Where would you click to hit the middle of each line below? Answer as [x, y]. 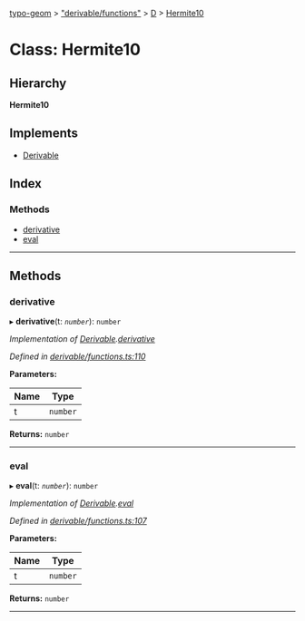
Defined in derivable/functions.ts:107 [78, 521]
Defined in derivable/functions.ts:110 [78, 356]
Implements [44, 134]
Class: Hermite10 [75, 50]
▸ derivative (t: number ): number [65, 322]
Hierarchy [38, 83]
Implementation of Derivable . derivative [83, 339]
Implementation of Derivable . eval [72, 503]
